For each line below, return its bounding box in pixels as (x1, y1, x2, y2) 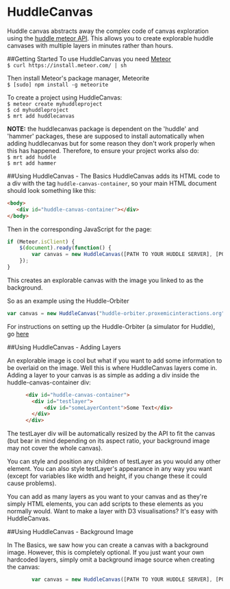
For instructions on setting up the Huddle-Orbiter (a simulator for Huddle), (7, 322, 216, 330)
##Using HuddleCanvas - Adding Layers (7, 343, 121, 351)
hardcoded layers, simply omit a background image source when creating (7, 555, 215, 564)
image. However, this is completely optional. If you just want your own (7, 548, 204, 557)
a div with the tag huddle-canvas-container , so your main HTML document (7, 179, 217, 187)
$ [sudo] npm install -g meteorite (7, 81, 109, 88)
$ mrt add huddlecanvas (7, 113, 75, 119)
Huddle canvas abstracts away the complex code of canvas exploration (7, 27, 209, 35)
